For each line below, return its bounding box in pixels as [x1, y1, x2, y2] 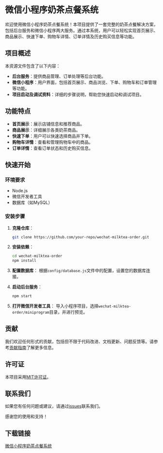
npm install [12, 258, 36, 263]
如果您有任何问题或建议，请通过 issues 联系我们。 [5, 403, 103, 409]
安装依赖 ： [12, 244, 34, 250]
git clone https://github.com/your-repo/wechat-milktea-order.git [12, 235, 149, 239]
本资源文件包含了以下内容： [5, 63, 61, 68]
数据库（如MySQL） [12, 200, 52, 205]
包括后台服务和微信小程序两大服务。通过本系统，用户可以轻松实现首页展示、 [5, 27, 158, 33]
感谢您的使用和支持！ [5, 414, 48, 419]
